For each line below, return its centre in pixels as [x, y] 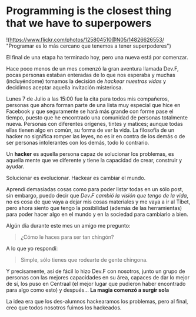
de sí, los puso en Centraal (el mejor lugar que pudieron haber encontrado [96, 283]
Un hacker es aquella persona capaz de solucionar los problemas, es [90, 154]
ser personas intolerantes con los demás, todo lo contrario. [78, 142]
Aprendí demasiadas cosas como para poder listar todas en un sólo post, [95, 189]
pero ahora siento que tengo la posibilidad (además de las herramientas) [94, 208]
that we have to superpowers [79, 23]
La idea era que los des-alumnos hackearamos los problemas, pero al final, [97, 301]
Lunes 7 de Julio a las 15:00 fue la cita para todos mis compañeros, [88, 99]
